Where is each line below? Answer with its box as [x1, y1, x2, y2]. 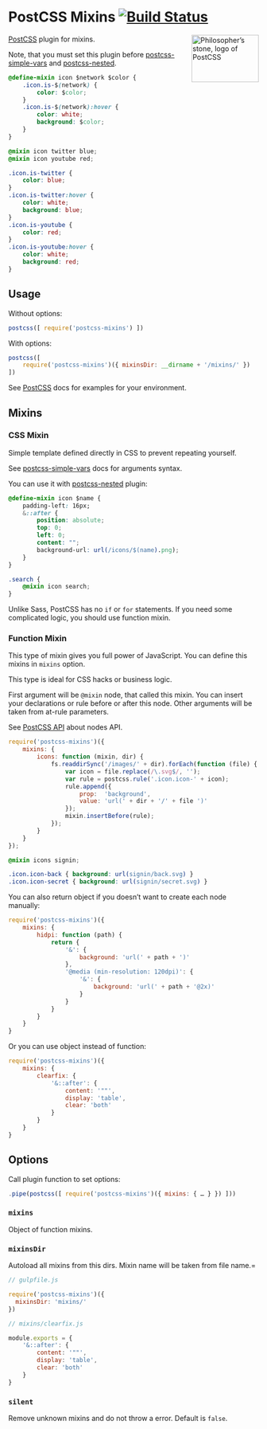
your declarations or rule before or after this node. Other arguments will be [8, 699, 253, 708]
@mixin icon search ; [22, 582, 91, 591]
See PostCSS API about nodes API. [8, 722, 123, 732]
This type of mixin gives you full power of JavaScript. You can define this [8, 651, 248, 660]
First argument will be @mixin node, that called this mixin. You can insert [8, 690, 244, 700]
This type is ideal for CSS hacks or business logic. [8, 675, 172, 684]
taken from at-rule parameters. [8, 707, 110, 717]
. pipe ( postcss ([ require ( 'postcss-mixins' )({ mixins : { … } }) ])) [8, 1189, 237, 1198]
